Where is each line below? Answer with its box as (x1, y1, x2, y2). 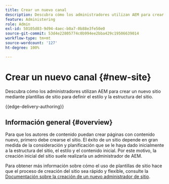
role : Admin (5, 21, 30, 27)
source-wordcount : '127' (5, 41, 58, 46)
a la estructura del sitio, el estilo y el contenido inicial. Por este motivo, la (5, 148, 157, 154)
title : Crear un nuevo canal (5, 7, 67, 13)
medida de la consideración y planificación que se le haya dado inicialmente (5, 142, 164, 149)
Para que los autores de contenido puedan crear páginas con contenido (5, 131, 155, 137)
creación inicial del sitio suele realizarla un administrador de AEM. (5, 153, 143, 159)
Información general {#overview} (5, 118, 113, 127)
